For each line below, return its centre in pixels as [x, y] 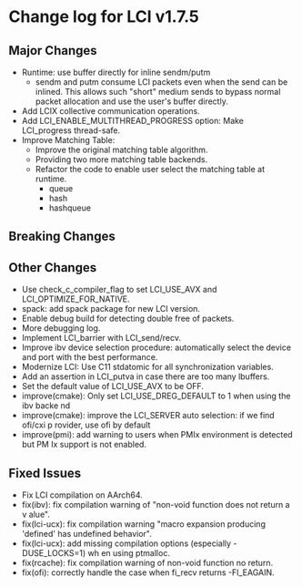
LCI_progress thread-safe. [70, 130]
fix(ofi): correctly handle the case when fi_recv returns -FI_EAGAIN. [148, 572]
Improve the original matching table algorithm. [121, 149]
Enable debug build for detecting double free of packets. [128, 319]
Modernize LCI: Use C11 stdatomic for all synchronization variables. [147, 367]
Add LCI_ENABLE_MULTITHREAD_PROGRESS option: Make [133, 121]
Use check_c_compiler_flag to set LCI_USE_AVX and [119, 290]
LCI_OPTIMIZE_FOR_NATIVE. [75, 299]
